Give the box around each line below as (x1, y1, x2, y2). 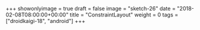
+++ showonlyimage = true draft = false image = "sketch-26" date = (5, 5, 176, 12)
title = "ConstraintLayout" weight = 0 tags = (69, 11, 179, 18)
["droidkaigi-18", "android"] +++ (5, 18, 86, 24)
